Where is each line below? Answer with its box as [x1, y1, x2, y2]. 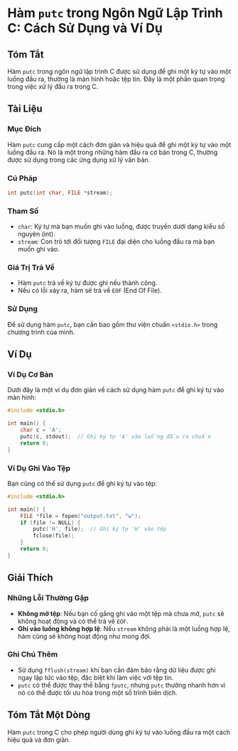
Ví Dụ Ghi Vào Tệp [7, 463, 71, 473]
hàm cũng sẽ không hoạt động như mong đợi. [17, 632, 151, 640]
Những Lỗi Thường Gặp [7, 593, 89, 603]
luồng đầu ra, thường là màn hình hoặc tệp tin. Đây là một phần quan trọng [7, 75, 225, 83]
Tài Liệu [7, 103, 43, 115]
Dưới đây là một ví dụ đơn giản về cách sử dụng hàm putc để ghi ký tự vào [7, 386, 225, 394]
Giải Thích [7, 572, 53, 584]
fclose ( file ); [33, 532, 75, 539]
